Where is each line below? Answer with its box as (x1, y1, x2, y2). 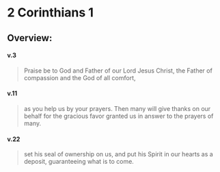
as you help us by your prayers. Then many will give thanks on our (23, 104, 211, 112)
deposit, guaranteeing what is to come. (23, 158, 135, 166)
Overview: (7, 32, 53, 44)
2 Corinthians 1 (7, 5, 94, 21)
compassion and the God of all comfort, (23, 73, 136, 82)
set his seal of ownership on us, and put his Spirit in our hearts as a (23, 150, 213, 158)
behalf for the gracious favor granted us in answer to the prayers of (23, 112, 214, 120)
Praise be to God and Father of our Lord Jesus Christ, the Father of (23, 66, 213, 75)
